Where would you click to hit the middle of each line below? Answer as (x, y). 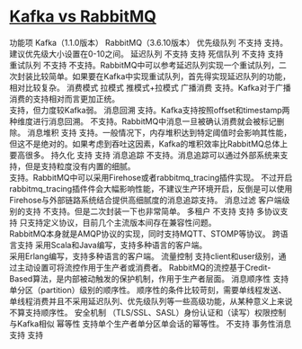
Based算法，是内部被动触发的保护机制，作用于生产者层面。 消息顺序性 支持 (149, 278)
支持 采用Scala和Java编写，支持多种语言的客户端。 (112, 245)
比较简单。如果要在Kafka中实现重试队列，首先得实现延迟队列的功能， (161, 76)
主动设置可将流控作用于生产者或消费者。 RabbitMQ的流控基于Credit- (144, 267)
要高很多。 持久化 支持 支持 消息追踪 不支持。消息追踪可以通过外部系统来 (145, 155)
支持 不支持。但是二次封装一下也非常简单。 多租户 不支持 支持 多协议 (152, 211)
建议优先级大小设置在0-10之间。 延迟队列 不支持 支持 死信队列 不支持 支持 (147, 54)
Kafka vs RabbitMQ (83, 17)
